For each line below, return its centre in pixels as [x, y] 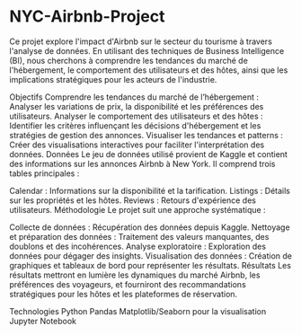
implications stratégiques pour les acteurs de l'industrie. [113, 79]
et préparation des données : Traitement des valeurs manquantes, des [139, 236]
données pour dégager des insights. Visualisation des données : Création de [151, 256]
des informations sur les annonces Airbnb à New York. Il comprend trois [142, 163]
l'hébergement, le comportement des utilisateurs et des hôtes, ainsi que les [149, 70]
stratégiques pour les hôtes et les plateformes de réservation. [124, 294]
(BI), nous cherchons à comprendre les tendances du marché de [129, 60]
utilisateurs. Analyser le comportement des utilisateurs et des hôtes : [136, 116]
